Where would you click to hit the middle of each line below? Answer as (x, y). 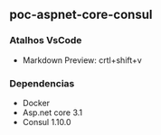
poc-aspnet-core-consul (81, 15)
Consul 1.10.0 (47, 121)
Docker (36, 103)
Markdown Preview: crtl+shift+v (82, 60)
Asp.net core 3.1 (52, 112)
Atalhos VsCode (46, 40)
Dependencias (42, 83)
